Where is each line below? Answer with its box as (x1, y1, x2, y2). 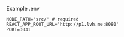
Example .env (6, 5, 40, 12)
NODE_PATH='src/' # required (6, 16, 79, 22)
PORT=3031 (6, 26, 31, 32)
